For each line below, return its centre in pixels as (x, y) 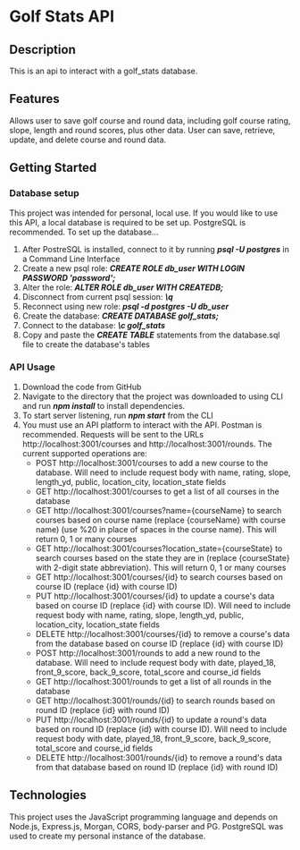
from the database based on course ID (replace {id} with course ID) (159, 643)
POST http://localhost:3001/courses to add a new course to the (152, 463)
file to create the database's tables (86, 344)
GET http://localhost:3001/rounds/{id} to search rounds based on (155, 701)
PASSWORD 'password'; (69, 277)
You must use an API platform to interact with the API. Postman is (142, 425)
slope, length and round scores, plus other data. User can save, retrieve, (142, 130)
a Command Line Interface (71, 259)
